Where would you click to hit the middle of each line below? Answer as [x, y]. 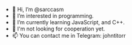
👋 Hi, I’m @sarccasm [38, 9]
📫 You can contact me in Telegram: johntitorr [69, 36]
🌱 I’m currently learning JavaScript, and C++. [68, 22]
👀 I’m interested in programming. [53, 16]
